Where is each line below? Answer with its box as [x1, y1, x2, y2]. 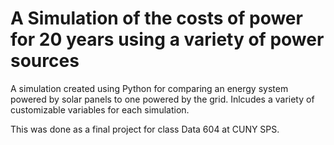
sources [10, 50, 80, 72]
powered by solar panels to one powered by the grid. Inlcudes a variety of [10, 93, 315, 105]
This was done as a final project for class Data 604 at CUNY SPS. [10, 123, 280, 135]
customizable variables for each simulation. [10, 103, 190, 116]
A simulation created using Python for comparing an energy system [10, 82, 289, 94]
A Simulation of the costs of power [10, 7, 303, 30]
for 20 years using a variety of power [10, 28, 325, 51]
